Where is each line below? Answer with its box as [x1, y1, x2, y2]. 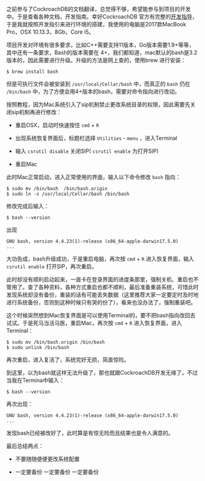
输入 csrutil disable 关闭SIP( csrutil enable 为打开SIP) [15, 147, 159, 155]
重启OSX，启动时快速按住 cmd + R [15, 122, 99, 128]
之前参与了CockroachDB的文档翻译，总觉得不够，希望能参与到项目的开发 [6, 6, 191, 12]
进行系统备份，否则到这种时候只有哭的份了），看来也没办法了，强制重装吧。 [6, 299, 196, 306]
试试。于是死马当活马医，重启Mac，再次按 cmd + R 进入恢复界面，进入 [6, 320, 182, 326]
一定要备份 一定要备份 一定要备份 [15, 468, 99, 475]
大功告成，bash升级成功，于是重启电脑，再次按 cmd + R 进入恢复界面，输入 [6, 255, 194, 262]
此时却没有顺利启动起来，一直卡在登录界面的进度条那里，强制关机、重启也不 [6, 276, 199, 283]
